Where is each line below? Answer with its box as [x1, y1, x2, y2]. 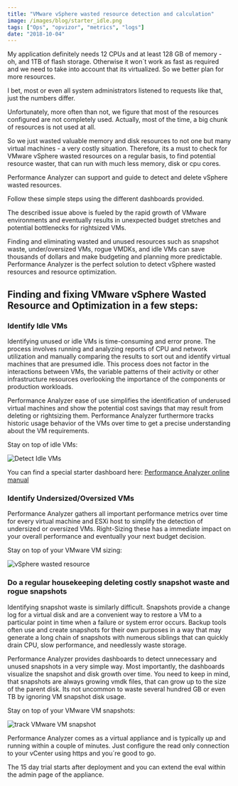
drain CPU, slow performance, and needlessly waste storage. [7, 641, 187, 649]
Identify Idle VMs [7, 321, 68, 331]
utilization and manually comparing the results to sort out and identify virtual [7, 352, 231, 361]
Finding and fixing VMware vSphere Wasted [7, 288, 207, 300]
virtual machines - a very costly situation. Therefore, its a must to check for [7, 144, 228, 153]
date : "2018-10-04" [7, 30, 65, 38]
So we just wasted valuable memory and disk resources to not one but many [7, 137, 232, 145]
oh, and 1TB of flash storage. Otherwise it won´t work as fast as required [7, 58, 220, 66]
